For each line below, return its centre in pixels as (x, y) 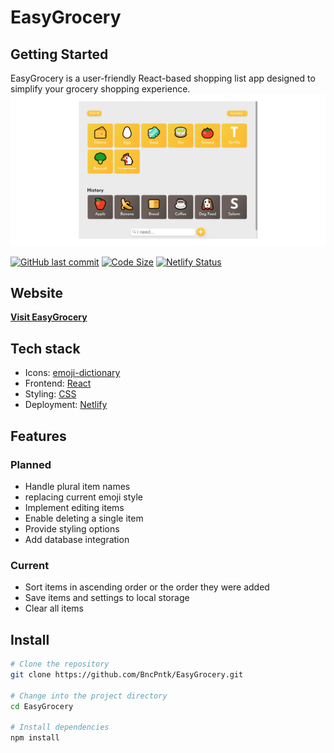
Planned (31, 464)
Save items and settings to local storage (107, 598)
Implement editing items (74, 507)
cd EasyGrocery (42, 706)
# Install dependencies (60, 727)
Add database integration (77, 539)
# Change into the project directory (89, 696)
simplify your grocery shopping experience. (100, 89)
